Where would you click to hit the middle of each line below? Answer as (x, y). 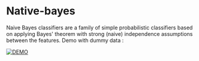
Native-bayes (41, 11)
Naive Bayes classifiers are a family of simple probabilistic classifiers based (99, 28)
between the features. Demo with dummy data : (65, 40)
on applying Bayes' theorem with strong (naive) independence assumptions (99, 33)
